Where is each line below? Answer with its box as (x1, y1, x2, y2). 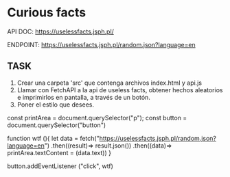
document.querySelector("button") (7, 121, 106, 129)
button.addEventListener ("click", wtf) (7, 162, 113, 170)
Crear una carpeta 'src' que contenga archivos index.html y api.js (16, 79, 203, 87)
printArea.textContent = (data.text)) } (7, 148, 112, 156)
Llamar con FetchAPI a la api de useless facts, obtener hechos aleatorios (16, 85, 223, 94)
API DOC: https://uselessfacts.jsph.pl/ (7, 27, 115, 36)
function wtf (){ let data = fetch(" (7, 134, 100, 142)
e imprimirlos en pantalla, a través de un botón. (16, 93, 151, 101)
